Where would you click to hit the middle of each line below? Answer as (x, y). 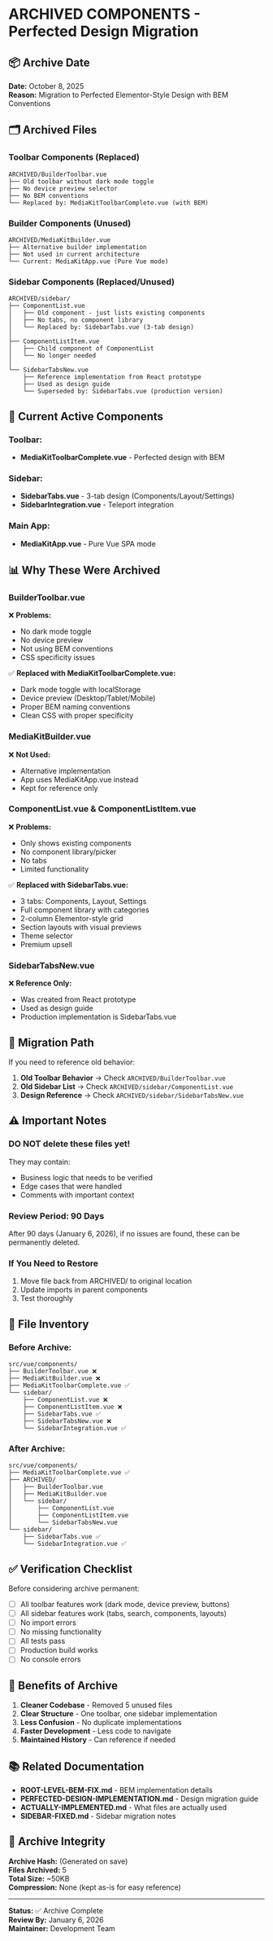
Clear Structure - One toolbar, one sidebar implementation (119, 1714)
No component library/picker (68, 851)
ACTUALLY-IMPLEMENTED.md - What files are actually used (123, 1807)
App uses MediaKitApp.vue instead (79, 779)
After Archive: (37, 1448)
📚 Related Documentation (76, 1766)
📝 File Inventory (49, 1324)
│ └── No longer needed (52, 356)
